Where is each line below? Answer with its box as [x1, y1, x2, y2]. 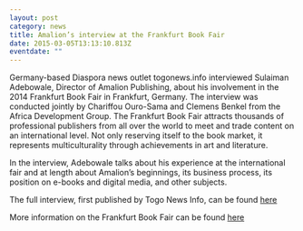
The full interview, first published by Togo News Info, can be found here [9, 195, 278, 206]
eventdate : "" [9, 47, 64, 56]
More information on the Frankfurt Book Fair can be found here [9, 212, 245, 223]
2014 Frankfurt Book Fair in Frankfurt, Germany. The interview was [9, 92, 259, 103]
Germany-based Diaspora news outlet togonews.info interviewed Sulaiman [9, 72, 289, 83]
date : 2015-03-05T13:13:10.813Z [9, 38, 132, 48]
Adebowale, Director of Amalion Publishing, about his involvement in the [9, 82, 279, 93]
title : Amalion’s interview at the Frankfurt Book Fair [9, 30, 225, 39]
